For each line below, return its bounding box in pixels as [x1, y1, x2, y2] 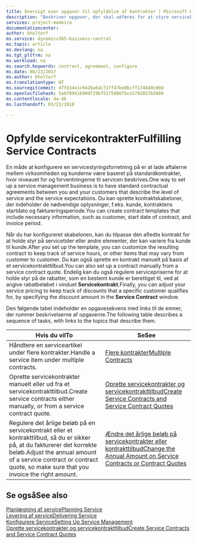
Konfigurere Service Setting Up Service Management [6, 518, 133, 525]
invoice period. [6, 220, 42, 227]
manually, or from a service [9, 402, 84, 410]
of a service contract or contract [9, 456, 98, 464]
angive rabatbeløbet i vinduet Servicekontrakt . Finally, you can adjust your [6, 281, 186, 288]
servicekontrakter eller [105, 437, 168, 446]
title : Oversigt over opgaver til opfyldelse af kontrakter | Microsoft [6, 8, 188, 15]
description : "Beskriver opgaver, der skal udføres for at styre [6, 14, 169, 20]
